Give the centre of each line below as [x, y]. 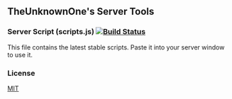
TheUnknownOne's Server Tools [81, 12]
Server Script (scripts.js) [51, 32]
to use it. [20, 54]
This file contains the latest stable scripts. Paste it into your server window [116, 47]
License [21, 73]
